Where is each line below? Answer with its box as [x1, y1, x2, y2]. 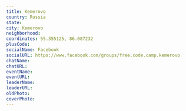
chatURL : [6, 63, 28, 69]
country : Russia [6, 14, 46, 20]
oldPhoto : [6, 90, 31, 96]
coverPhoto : [6, 96, 35, 102]
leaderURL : [6, 85, 33, 91]
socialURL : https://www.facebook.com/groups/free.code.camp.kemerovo [6, 52, 181, 58]
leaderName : [6, 80, 35, 86]
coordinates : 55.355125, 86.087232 [6, 36, 94, 42]
